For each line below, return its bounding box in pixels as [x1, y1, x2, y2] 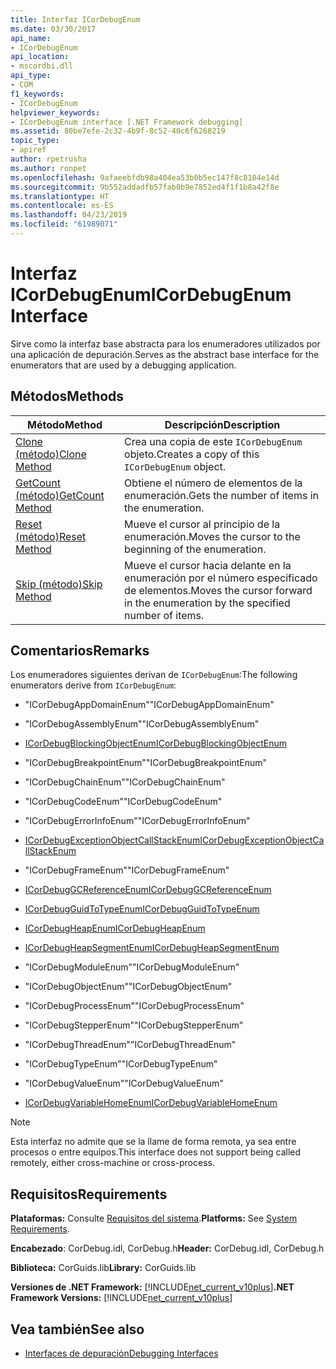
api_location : [10, 52, 70, 62]
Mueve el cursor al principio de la [124, 517, 281, 531]
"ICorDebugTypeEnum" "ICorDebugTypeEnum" [24, 1058, 218, 1070]
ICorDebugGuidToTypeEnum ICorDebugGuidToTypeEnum [24, 903, 260, 915]
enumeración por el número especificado [124, 571, 318, 585]
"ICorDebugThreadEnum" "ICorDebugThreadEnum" [24, 1039, 237, 1051]
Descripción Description [164, 417, 281, 431]
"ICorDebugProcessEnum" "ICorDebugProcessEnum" [24, 1000, 245, 1012]
